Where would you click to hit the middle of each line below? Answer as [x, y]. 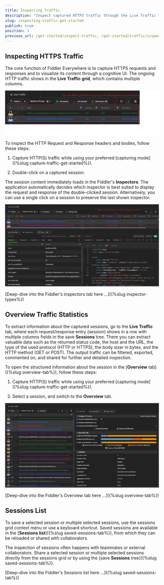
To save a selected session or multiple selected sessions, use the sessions [80, 523]
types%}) [15, 299]
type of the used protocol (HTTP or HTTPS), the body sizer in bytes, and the [82, 347]
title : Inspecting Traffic [32, 10]
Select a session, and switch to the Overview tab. [62, 396]
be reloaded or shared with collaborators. [47, 538]
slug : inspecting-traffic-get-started [44, 20]
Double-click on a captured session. [49, 173]
